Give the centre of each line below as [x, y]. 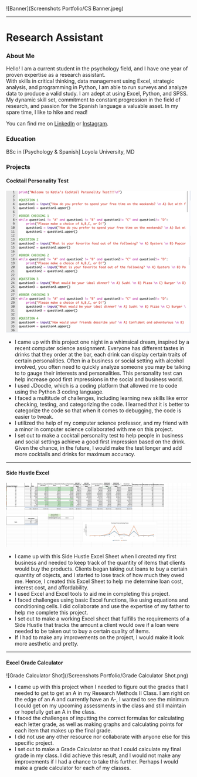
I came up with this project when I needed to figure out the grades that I [101, 687]
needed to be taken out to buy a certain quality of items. [82, 631]
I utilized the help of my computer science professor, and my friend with [101, 423]
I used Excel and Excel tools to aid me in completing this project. [92, 594]
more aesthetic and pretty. [47, 644]
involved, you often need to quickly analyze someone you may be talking [102, 367]
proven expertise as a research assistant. [56, 75]
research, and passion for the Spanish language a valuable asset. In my [92, 106]
